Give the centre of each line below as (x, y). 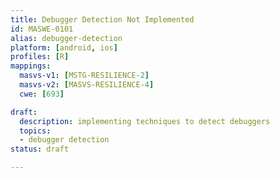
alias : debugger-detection (66, 38)
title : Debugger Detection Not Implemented (102, 19)
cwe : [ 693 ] (42, 94)
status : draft (40, 149)
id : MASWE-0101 (42, 29)
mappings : (31, 66)
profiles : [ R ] (40, 57)
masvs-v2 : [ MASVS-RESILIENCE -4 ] (87, 85)
